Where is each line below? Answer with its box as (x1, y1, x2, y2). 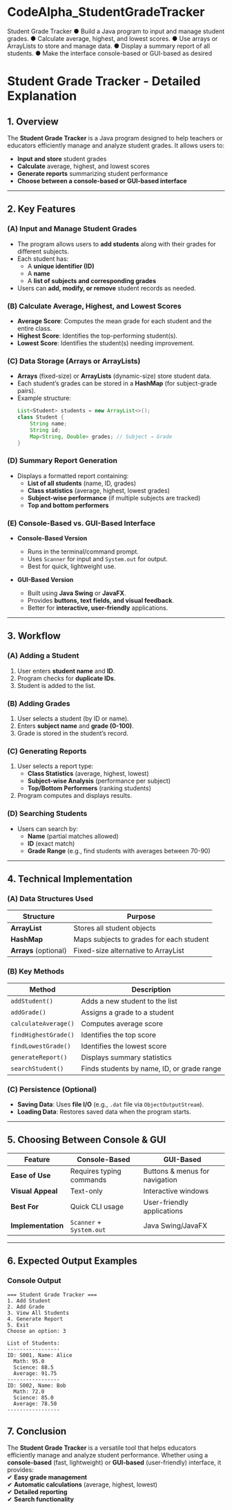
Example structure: (17, 394, 71, 402)
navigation (143, 1174, 177, 1184)
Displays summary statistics (81, 1053, 172, 1062)
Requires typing (70, 1166, 122, 1176)
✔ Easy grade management (7, 1473, 88, 1482)
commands (70, 1174, 107, 1184)
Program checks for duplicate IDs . (17, 674, 116, 682)
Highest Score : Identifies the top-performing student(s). (17, 331, 178, 340)
